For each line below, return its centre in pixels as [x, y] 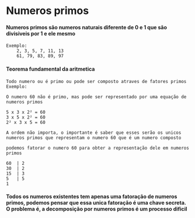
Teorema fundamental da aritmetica [51, 69]
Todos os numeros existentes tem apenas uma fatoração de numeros [92, 196]
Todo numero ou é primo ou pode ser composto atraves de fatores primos [96, 81]
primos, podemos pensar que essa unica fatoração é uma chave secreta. [96, 203]
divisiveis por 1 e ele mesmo [41, 33]
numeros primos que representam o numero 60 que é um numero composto [94, 138]
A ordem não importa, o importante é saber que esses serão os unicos [94, 133]
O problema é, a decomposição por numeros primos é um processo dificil [97, 209]
